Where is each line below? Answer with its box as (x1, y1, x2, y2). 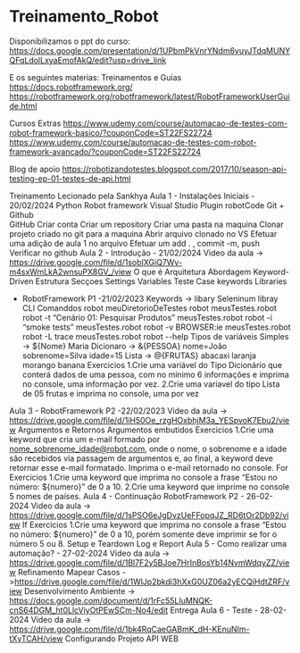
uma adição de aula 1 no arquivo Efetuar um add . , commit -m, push (9, 238, 261, 248)
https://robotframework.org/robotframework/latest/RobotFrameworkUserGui (9, 91, 290, 102)
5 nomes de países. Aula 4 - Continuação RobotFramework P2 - (9, 490, 245, 501)
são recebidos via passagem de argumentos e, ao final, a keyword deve (9, 453, 274, 464)
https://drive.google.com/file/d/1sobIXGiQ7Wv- (9, 256, 183, 267)
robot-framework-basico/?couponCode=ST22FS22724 (9, 127, 212, 138)
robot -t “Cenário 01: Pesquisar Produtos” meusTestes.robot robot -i (21, 312, 272, 322)
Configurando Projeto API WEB (64, 632, 179, 644)
